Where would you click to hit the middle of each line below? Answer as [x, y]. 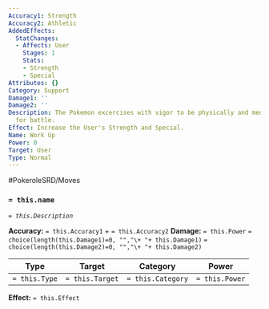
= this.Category [158, 279]
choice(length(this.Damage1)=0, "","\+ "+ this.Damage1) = [108, 240]
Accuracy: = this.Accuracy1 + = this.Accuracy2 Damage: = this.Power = [130, 230]
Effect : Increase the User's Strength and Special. [96, 128]
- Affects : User [42, 46]
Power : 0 [23, 142]
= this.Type [35, 279]
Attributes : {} [34, 83]
